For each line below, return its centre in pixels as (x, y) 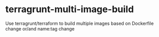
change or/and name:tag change (40, 28)
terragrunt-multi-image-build (70, 9)
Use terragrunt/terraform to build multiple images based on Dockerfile (79, 23)
